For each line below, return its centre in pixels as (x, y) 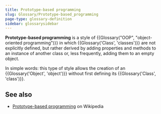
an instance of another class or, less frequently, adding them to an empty (80, 54)
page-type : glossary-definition (38, 19)
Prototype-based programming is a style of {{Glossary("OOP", (70, 38)
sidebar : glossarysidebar (32, 24)
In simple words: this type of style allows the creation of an (65, 68)
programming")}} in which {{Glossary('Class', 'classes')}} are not (89, 43)
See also (19, 94)
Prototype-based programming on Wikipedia (58, 107)
